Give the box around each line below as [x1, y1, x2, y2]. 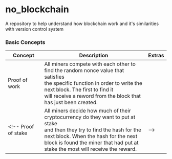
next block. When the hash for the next [44, 133, 138, 140]
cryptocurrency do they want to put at [44, 113, 136, 121]
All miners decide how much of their [44, 107, 132, 115]
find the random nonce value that [44, 67, 124, 74]
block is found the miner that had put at [44, 139, 139, 146]
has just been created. [44, 99, 98, 106]
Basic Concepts [5, 38, 46, 46]
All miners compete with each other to [44, 60, 136, 67]
